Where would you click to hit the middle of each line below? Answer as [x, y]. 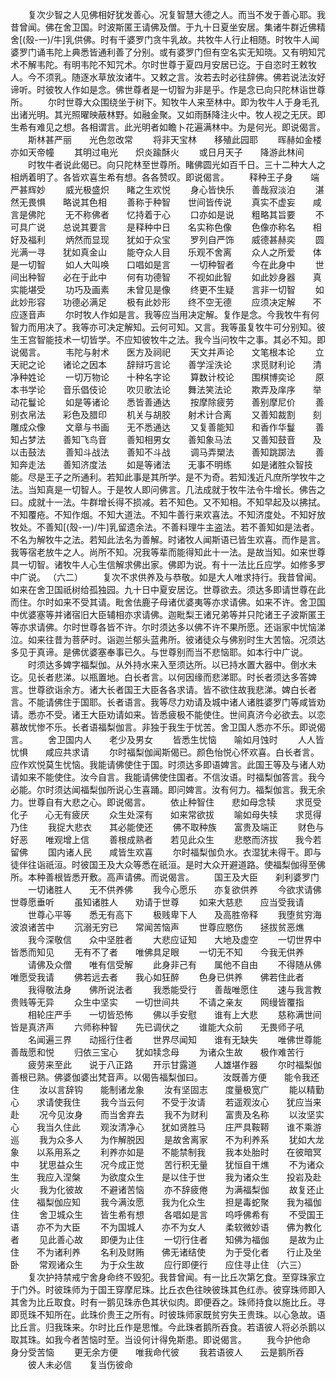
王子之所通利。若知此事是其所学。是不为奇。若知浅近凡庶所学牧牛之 [185, 477]
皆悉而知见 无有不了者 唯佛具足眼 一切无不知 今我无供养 [157, 952]
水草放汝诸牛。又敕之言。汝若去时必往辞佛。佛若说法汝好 [207, 77]
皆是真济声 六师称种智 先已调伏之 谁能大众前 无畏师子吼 [157, 1027]
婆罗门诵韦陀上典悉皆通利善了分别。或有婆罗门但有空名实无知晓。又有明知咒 [168, 52]
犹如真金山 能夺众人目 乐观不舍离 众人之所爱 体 [192, 252]
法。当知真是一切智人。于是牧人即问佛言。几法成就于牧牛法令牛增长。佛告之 [168, 489]
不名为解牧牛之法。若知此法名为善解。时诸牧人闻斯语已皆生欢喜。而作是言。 [168, 539]
